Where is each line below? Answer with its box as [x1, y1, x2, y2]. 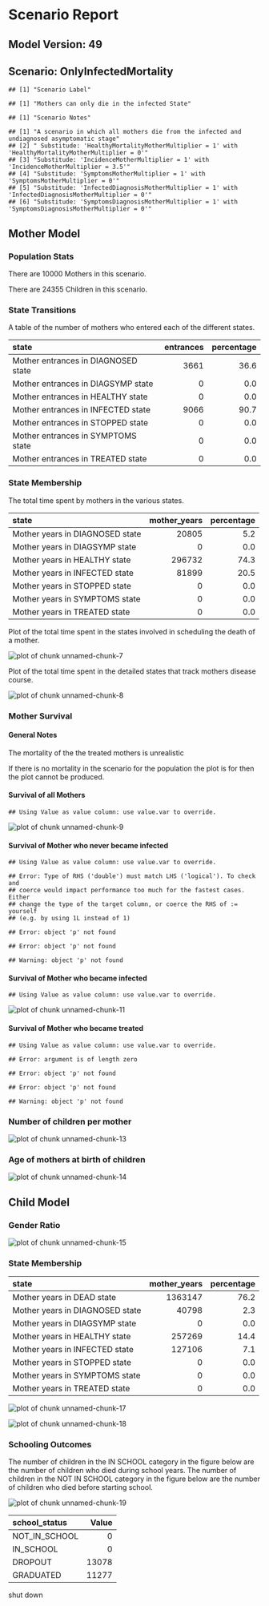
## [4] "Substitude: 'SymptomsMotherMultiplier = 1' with [8, 170, 206, 178]
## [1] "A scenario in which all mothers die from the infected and [8, 128, 242, 136]
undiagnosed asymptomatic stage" [8, 135, 120, 143]
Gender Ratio [8, 1219, 61, 1230]
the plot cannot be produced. [8, 771, 105, 782]
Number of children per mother [8, 1116, 132, 1127]
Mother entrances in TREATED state [12, 453, 147, 465]
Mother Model [8, 227, 81, 240]
